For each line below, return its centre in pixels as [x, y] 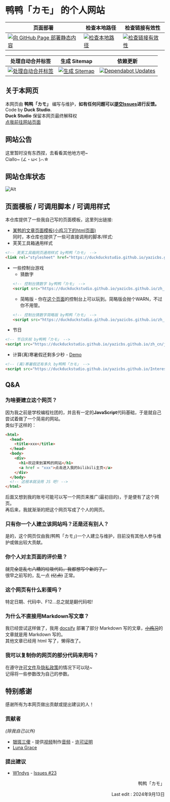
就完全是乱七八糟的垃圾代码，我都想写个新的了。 [56, 569]
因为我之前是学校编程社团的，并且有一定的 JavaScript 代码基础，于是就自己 [83, 412]
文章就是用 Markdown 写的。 [35, 635]
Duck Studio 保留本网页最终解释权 [41, 115]
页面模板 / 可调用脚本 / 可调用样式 [58, 206]
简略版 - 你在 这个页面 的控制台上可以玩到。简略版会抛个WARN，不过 [91, 299]
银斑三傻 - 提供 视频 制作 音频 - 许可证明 [53, 742]
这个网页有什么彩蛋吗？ [34, 590]
